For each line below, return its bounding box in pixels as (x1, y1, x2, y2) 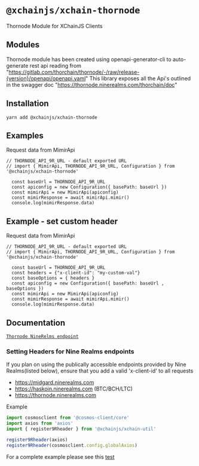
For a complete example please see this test (6, 453, 115, 460)
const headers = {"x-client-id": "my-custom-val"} (11, 270, 140, 276)
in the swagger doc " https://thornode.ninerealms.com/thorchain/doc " (6, 81, 177, 88)
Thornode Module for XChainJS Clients (6, 22, 103, 29)
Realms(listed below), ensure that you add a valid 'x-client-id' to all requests (6, 367, 194, 374)
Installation (6, 98, 49, 109)
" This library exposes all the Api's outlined (85, 74, 191, 82)
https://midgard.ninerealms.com (14, 379, 94, 386)
